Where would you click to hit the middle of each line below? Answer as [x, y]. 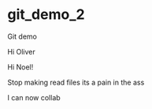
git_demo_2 [46, 15]
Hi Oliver [22, 51]
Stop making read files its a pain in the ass [76, 82]
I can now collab [34, 97]
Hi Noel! [20, 67]
